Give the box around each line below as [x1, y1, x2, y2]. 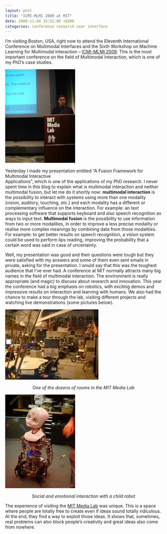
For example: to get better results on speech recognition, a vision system [5, 232, 155, 238]
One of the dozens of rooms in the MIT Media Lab [32, 385, 135, 391]
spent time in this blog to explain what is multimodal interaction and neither [5, 184, 159, 190]
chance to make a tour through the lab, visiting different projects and [5, 294, 146, 300]
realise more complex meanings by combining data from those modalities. [5, 226, 157, 232]
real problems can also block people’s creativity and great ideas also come [5, 519, 158, 525]
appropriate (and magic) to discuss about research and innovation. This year [5, 278, 162, 284]
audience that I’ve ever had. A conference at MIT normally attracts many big [5, 267, 161, 274]
